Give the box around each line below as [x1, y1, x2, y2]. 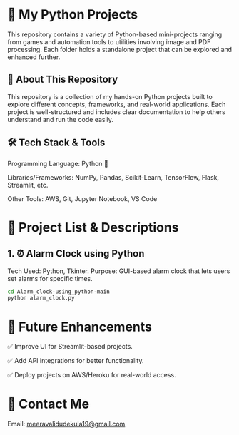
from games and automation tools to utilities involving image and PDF [7, 37, 211, 46]
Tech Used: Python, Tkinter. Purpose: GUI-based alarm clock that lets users [7, 267, 230, 275]
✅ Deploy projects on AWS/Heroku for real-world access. [7, 371, 176, 379]
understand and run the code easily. [7, 115, 114, 123]
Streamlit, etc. [7, 180, 49, 189]
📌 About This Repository [7, 73, 118, 86]
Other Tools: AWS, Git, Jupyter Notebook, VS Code [7, 194, 158, 203]
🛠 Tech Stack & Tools [7, 137, 106, 149]
